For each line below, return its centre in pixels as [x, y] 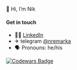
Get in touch [21, 22]
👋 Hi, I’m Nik [21, 9]
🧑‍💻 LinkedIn [29, 35]
